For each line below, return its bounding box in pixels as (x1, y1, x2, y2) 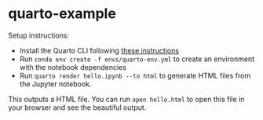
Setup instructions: (8, 31, 69, 40)
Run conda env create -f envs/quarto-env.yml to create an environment (19, 54, 255, 64)
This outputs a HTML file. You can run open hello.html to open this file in (8, 94, 245, 104)
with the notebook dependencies (19, 62, 127, 71)
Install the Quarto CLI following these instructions (19, 45, 179, 55)
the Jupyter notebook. (19, 79, 92, 89)
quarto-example (8, 5, 116, 23)
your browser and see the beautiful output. (8, 103, 147, 112)
